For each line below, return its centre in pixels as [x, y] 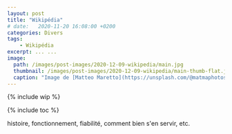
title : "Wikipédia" [35, 20]
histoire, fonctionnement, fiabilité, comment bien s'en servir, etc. [99, 124]
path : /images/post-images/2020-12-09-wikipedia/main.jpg [99, 65]
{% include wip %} [34, 97]
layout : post [26, 13]
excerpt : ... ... [32, 52]
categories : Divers [35, 33]
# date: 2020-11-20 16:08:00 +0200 [61, 26]
